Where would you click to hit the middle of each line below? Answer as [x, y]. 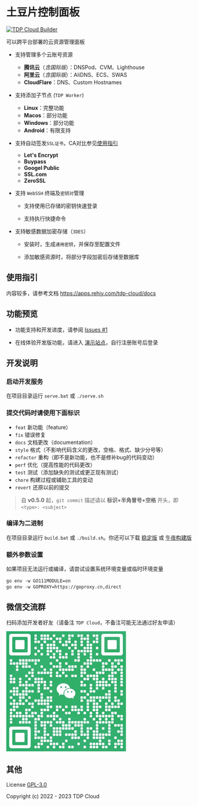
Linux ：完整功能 [44, 108]
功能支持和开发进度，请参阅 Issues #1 [61, 329]
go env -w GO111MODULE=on [38, 581]
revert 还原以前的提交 [42, 487]
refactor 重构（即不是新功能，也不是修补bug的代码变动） [86, 457]
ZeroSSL [35, 180]
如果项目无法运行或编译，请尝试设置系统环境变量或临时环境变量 [85, 569]
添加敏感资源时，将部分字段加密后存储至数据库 [81, 256]
